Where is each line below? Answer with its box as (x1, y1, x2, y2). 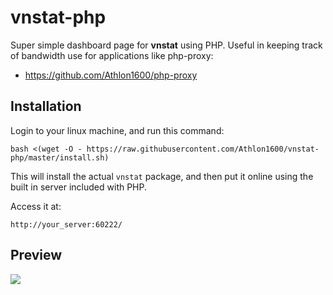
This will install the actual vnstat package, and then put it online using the (10, 170, 314, 182)
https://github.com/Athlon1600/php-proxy (24, 69, 198, 81)
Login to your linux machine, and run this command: (10, 124, 225, 136)
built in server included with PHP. (10, 181, 148, 193)
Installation (10, 98, 82, 115)
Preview (10, 247, 63, 264)
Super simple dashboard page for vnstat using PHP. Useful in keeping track (10, 39, 323, 51)
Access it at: (10, 200, 62, 212)
